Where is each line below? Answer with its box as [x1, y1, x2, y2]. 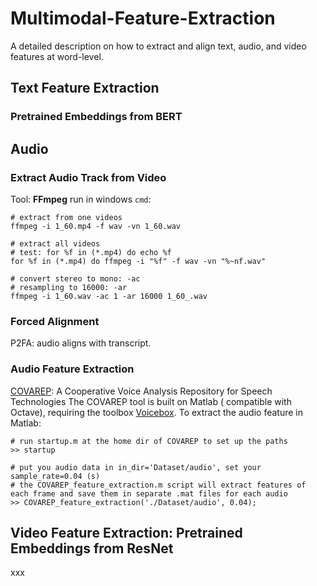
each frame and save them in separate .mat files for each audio [10, 488, 288, 499]
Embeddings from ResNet [10, 540, 174, 557]
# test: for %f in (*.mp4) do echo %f [10, 247, 172, 257]
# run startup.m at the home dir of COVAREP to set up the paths [10, 436, 288, 446]
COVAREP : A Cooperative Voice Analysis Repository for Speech [10, 385, 273, 397]
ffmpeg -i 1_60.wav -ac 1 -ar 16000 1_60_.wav [10, 291, 208, 301]
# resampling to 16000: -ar [10, 282, 128, 292]
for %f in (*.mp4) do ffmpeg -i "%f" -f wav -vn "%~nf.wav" [10, 256, 267, 266]
